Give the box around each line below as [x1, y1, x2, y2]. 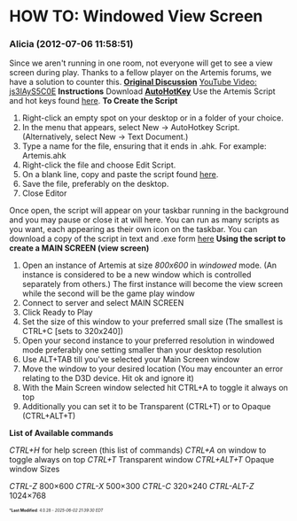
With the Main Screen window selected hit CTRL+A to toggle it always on [21, 383, 288, 393]
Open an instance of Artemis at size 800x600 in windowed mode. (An [21, 260, 277, 271]
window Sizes [9, 463, 60, 475]
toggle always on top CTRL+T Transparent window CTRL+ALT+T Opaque [9, 455, 275, 465]
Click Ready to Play [21, 307, 93, 318]
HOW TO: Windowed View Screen [9, 6, 263, 27]
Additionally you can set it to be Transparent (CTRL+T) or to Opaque [21, 401, 271, 412]
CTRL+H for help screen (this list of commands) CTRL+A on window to [9, 445, 267, 455]
